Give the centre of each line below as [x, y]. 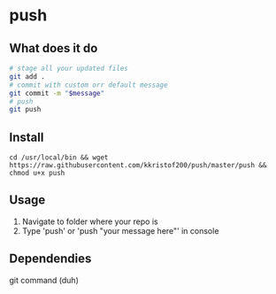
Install [27, 137]
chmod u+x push [37, 174]
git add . [27, 76]
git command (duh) [44, 280]
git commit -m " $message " [57, 93]
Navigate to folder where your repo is [90, 221]
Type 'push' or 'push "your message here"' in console [120, 230]
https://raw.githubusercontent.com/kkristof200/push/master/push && [138, 166]
